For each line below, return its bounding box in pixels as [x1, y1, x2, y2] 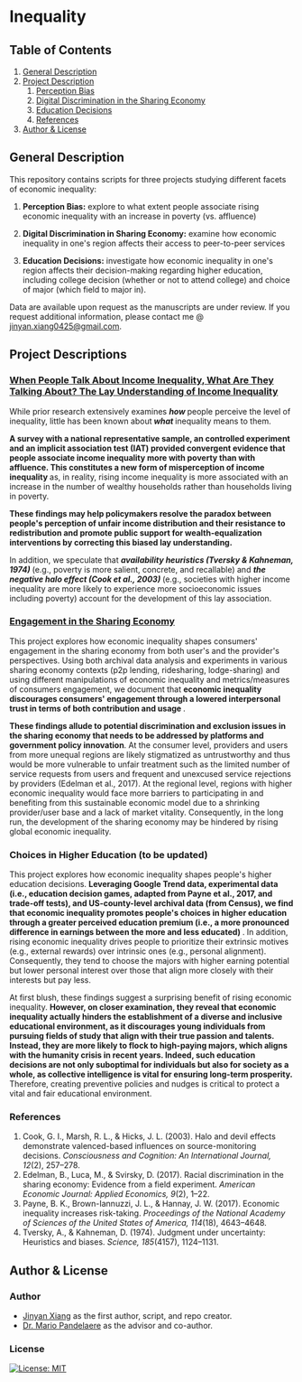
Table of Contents [9, 42, 113, 58]
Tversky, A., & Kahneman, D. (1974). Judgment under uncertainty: [22, 1227, 266, 1238]
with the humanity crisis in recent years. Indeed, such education [9, 1050, 256, 1060]
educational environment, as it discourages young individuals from [9, 1021, 266, 1032]
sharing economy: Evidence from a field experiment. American [22, 1179, 256, 1190]
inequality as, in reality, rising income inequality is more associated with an [9, 472, 288, 482]
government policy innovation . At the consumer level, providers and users [9, 739, 288, 751]
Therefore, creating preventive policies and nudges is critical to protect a [9, 1079, 280, 1089]
